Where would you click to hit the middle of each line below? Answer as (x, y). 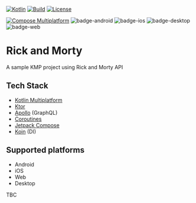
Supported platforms (45, 150)
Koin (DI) (25, 131)
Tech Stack (27, 86)
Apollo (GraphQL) (36, 112)
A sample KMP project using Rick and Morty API (65, 67)
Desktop (25, 183)
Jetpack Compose (37, 125)
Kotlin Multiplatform (39, 100)
